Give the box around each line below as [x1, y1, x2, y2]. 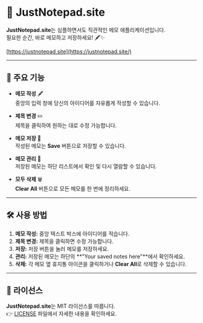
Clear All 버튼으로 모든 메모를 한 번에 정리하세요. [14, 185, 131, 192]
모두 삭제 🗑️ [14, 175, 43, 182]
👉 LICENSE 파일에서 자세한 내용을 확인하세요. [6, 310, 117, 318]
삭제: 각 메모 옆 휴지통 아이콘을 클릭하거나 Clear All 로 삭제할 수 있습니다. [14, 260, 187, 267]
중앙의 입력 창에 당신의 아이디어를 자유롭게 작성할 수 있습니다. [14, 99, 161, 107]
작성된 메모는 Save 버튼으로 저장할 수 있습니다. [14, 142, 126, 149]
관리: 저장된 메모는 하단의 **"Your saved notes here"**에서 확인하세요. [14, 253, 185, 260]
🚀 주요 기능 [6, 73, 45, 83]
